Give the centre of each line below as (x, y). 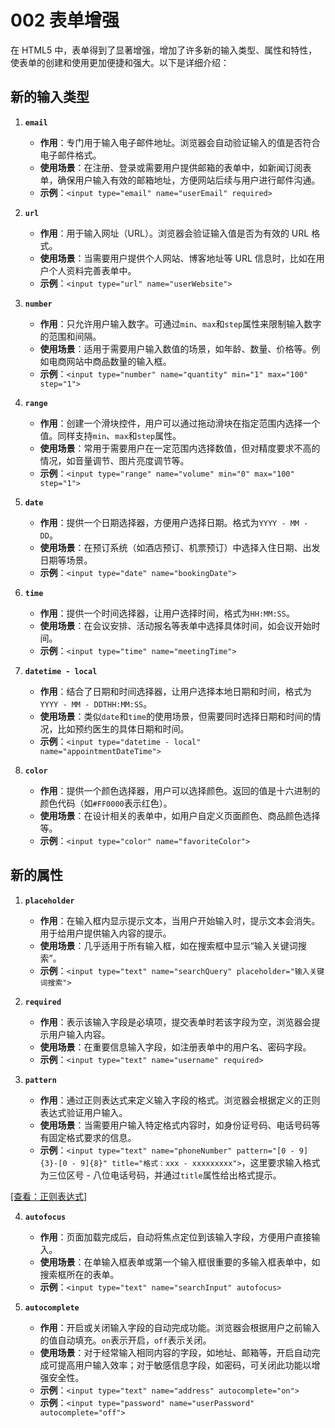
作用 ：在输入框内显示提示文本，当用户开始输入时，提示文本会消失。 (180, 920)
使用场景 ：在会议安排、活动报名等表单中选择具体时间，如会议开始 (175, 625)
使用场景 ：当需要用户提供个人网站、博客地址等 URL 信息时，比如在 (178, 258)
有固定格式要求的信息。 (88, 1137)
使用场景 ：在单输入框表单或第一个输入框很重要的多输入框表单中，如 (180, 1262)
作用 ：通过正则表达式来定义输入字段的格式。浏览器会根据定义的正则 (180, 1100)
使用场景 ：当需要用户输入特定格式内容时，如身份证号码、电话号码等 (180, 1125)
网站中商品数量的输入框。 (119, 361)
